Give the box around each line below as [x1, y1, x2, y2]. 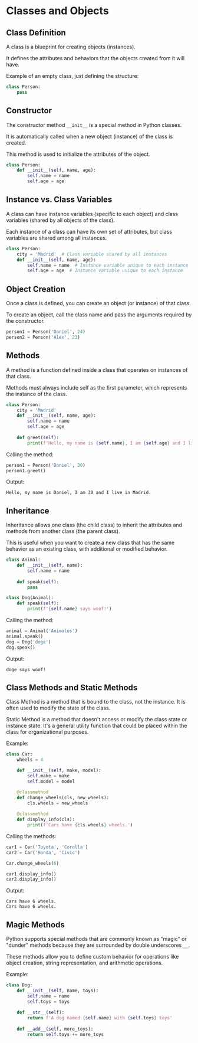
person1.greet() [6, 467, 46, 473]
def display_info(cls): [16, 816, 75, 823]
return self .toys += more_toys [27, 1031, 104, 1037]
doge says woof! [6, 666, 46, 672]
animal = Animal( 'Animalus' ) [6, 628, 78, 634]
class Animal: [6, 557, 41, 563]
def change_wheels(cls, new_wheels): [16, 794, 110, 800]
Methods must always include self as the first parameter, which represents [6, 384, 187, 391]
